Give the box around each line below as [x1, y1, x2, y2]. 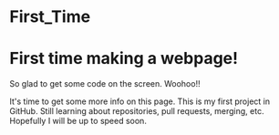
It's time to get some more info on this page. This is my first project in [9, 96, 271, 107]
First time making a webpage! [9, 48, 239, 69]
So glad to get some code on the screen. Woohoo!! [9, 78, 201, 89]
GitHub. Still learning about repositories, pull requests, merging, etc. [9, 106, 264, 117]
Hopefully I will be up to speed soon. [9, 116, 148, 127]
